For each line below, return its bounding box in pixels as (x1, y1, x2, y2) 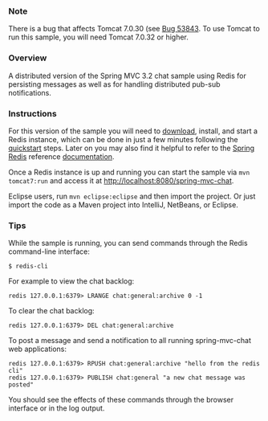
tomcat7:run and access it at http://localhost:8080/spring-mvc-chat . (8, 175, 234, 186)
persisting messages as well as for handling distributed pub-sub (8, 79, 221, 89)
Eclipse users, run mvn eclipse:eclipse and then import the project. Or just (8, 191, 256, 201)
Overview (8, 52, 47, 63)
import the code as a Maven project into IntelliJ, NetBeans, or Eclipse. (8, 199, 238, 210)
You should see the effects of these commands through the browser (8, 395, 234, 405)
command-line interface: (8, 247, 90, 256)
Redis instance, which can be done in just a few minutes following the (8, 134, 238, 144)
